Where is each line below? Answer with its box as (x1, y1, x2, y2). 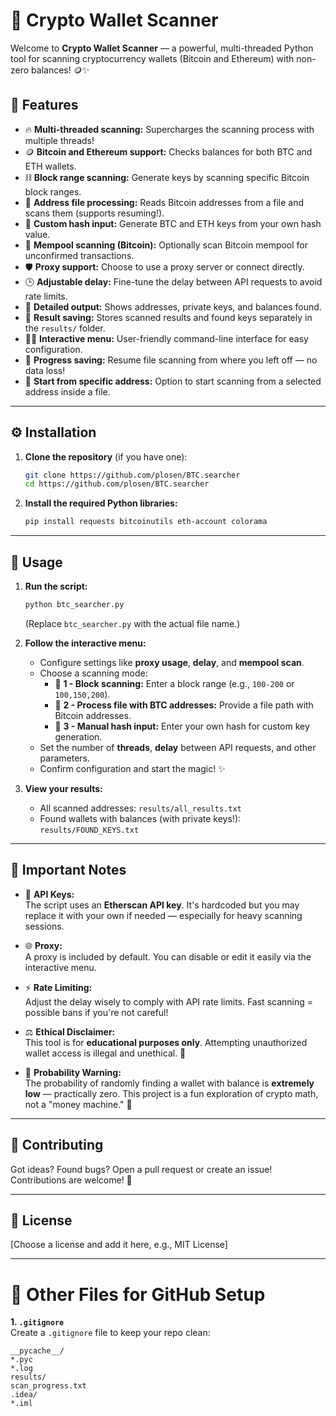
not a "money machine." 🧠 (24, 1098, 133, 1110)
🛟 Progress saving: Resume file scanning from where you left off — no (24, 354, 318, 366)
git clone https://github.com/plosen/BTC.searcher (24, 470, 241, 480)
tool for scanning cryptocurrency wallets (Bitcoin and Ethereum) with (10, 52, 295, 64)
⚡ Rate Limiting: (24, 981, 93, 993)
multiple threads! (24, 134, 95, 146)
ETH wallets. (24, 160, 77, 172)
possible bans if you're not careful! (24, 1006, 169, 1018)
